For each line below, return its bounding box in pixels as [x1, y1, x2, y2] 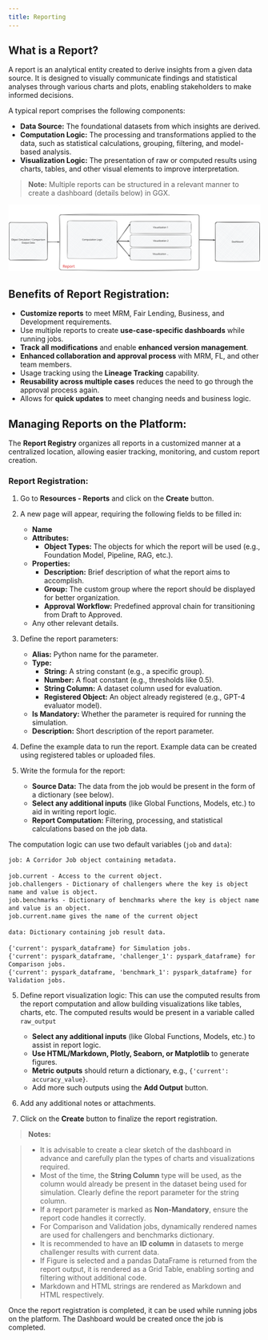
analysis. [42, 147, 72, 156]
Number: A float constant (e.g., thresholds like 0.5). [43, 675, 214, 685]
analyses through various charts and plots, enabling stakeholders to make [8, 82, 252, 91]
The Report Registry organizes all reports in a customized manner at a [8, 438, 242, 448]
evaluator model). [43, 700, 102, 710]
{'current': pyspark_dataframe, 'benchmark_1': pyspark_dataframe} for [8, 968, 252, 977]
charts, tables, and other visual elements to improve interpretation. [19, 164, 240, 174]
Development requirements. [19, 317, 112, 327]
